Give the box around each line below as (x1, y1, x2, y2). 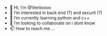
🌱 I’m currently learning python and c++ (9, 15, 90, 20)
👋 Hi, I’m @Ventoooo (9, 5, 51, 10)
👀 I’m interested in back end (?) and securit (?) (9, 10, 103, 16)
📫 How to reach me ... (9, 26, 55, 31)
